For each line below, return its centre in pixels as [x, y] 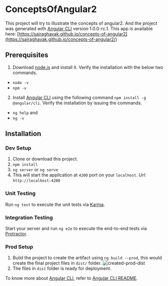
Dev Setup [18, 148]
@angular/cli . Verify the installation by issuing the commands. [77, 103]
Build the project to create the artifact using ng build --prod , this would [87, 258]
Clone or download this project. [45, 159]
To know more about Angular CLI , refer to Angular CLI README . [71, 278]
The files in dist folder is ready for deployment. [62, 268]
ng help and [25, 112]
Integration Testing [29, 218]
